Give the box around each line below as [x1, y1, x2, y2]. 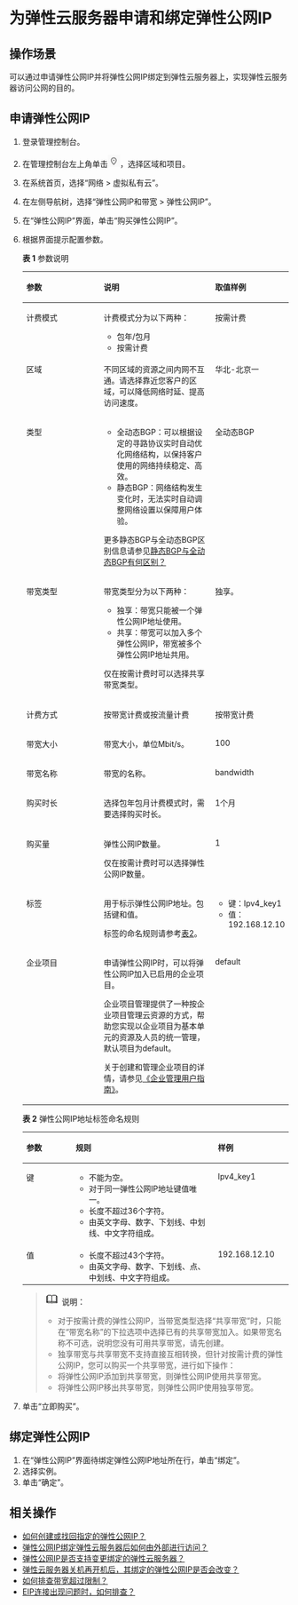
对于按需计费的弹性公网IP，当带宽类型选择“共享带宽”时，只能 [57, 1315, 282, 1326]
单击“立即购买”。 [21, 1401, 84, 1412]
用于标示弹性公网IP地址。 [103, 898, 197, 909]
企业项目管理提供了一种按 [103, 998, 198, 1009]
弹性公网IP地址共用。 [116, 649, 194, 660]
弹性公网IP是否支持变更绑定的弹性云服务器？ [21, 1553, 185, 1563]
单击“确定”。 [21, 1476, 69, 1488]
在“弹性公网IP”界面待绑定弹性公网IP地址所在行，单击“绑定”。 [21, 1454, 245, 1466]
